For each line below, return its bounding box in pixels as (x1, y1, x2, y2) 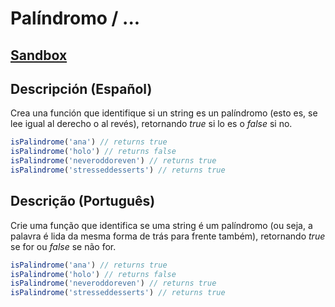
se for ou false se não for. (10, 240, 117, 252)
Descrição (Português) (10, 193, 156, 210)
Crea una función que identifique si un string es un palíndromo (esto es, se (10, 107, 318, 119)
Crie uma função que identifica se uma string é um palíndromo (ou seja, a (10, 219, 313, 231)
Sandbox (10, 47, 68, 64)
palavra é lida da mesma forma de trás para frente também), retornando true (10, 230, 326, 242)
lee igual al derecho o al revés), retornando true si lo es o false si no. (10, 118, 293, 130)
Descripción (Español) (10, 80, 153, 97)
